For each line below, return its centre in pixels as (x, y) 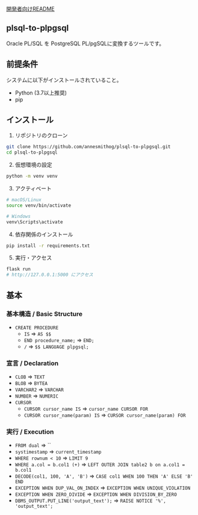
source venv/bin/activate (39, 205)
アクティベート (33, 189)
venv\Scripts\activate (35, 222)
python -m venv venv (32, 176)
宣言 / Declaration (32, 363)
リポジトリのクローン (41, 136)
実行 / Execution (30, 432)
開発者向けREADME (31, 9)
